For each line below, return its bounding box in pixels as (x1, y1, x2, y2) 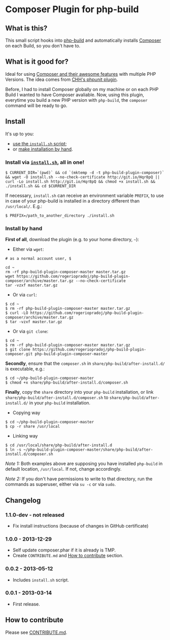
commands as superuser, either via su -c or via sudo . (5, 481, 116, 487)
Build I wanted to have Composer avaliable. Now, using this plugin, (5, 92, 145, 98)
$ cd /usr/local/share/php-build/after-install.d (5, 443, 113, 448)
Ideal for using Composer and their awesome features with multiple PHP (5, 71, 156, 77)
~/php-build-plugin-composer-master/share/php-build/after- (23, 447, 153, 452)
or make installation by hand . (12, 146, 73, 152)
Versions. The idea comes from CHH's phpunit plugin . (5, 76, 118, 82)
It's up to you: (5, 131, 34, 137)
